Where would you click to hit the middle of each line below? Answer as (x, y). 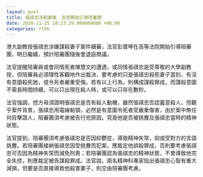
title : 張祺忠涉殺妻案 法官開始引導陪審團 (54, 18)
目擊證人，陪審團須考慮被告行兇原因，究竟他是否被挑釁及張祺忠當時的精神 (104, 118)
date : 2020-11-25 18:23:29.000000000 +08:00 (63, 23)
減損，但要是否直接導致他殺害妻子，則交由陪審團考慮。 (75, 168)
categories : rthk (28, 29)
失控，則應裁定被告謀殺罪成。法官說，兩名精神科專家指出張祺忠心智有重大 (104, 161)
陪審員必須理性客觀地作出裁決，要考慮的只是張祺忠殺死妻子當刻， (104, 75)
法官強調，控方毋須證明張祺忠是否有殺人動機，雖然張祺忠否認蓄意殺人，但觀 (101, 103)
